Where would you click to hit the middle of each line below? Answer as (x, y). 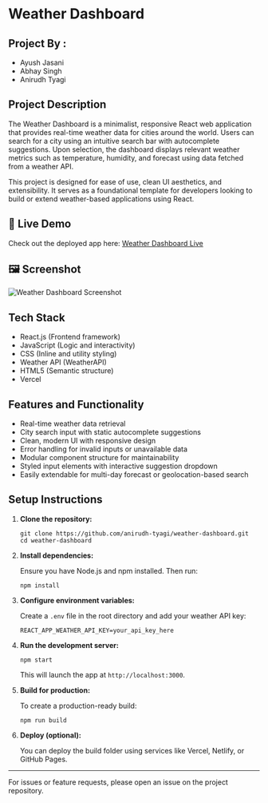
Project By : (37, 44)
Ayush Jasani (42, 62)
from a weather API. (41, 166)
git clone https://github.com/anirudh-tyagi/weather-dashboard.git (134, 533)
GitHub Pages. (43, 759)
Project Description (57, 105)
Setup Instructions (55, 500)
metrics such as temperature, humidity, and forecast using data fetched (126, 157)
